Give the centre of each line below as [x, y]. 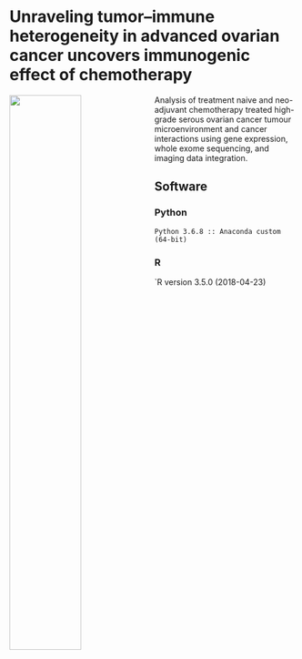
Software [181, 187]
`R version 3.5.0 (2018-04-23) [210, 282]
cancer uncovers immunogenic [130, 56]
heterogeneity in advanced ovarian [145, 36]
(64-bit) [171, 239]
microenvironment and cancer [211, 128]
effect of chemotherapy [101, 75]
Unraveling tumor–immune [112, 17]
